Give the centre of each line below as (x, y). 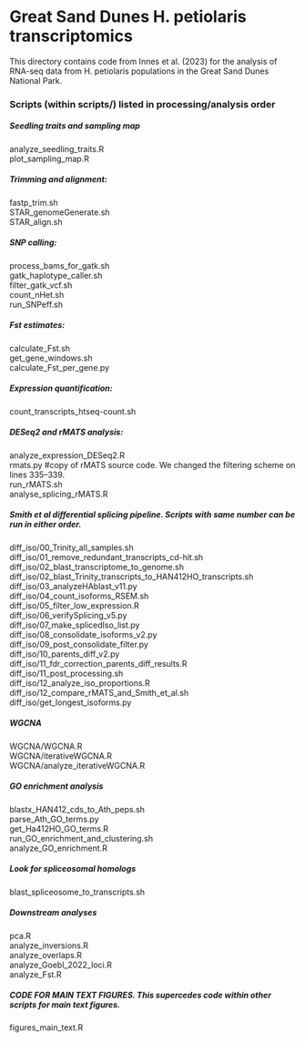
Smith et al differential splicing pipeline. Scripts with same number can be (152, 515)
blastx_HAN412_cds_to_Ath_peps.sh (77, 809)
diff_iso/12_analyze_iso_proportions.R (80, 683)
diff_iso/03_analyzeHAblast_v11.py (74, 586)
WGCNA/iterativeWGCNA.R (61, 756)
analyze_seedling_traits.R (57, 148)
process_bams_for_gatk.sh (60, 265)
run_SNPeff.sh (36, 304)
